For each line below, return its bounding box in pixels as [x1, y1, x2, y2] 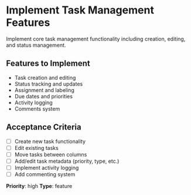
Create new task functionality [14, 138, 86, 145]
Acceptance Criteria [6, 122, 81, 132]
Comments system [14, 105, 60, 112]
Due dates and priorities [14, 93, 73, 100]
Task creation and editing [14, 74, 76, 81]
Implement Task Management [6, 4, 154, 17]
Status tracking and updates [14, 80, 83, 87]
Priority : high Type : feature [6, 182, 73, 189]
